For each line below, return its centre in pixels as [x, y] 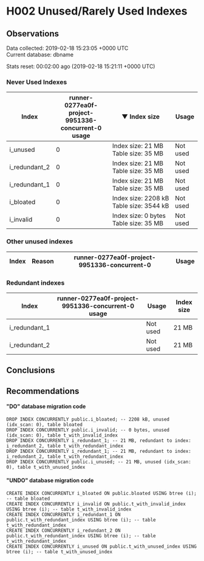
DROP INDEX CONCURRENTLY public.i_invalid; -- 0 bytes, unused [88, 430]
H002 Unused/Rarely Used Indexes [97, 11]
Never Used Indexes [37, 82]
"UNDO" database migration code [50, 480]
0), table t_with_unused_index [46, 467]
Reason [43, 261]
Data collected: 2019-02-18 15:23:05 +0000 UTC [67, 48]
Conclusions [31, 371]
